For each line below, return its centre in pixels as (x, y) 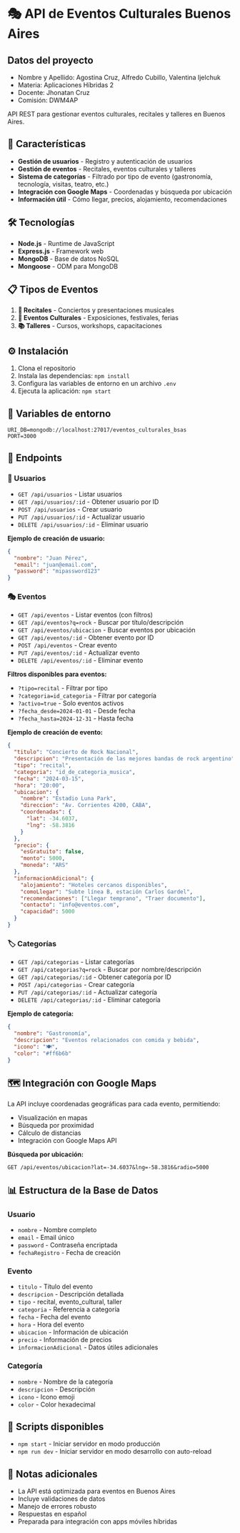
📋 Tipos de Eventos (53, 290)
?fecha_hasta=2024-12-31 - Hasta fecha (75, 718)
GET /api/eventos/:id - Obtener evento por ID (86, 637)
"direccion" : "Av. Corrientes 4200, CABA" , (86, 805)
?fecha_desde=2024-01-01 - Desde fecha (76, 711)
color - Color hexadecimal (56, 1404)
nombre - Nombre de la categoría (65, 1381)
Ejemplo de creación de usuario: (56, 538)
